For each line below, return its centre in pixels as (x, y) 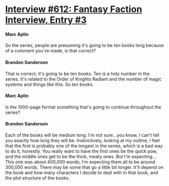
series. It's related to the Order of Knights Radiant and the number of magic (83, 79)
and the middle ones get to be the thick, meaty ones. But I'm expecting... (81, 157)
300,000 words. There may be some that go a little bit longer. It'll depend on (84, 167)
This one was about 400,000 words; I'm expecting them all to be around (80, 162)
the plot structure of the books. (38, 178)
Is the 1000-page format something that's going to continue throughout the (83, 107)
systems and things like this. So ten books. (50, 84)
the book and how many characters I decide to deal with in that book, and (82, 173)
